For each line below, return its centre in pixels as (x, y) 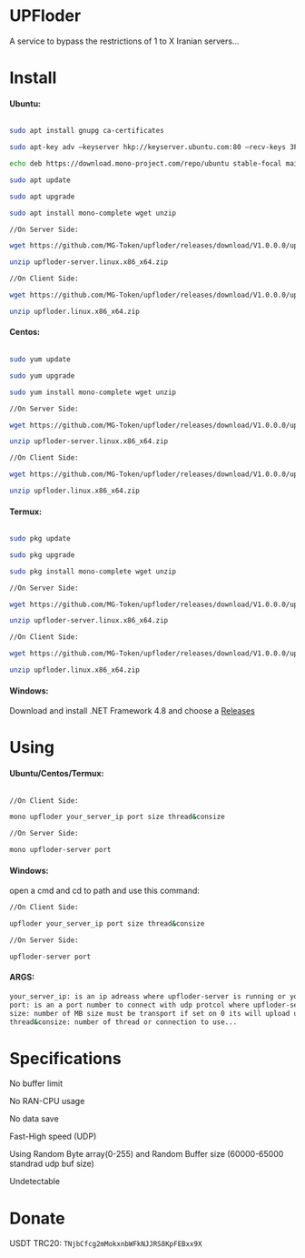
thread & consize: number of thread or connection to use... (123, 1022)
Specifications (65, 1058)
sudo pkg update (40, 539)
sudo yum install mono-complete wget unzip (93, 392)
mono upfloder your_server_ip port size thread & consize (117, 817)
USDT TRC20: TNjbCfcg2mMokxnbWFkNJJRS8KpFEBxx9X (106, 1243)
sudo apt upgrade (42, 197)
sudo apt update (40, 180)
